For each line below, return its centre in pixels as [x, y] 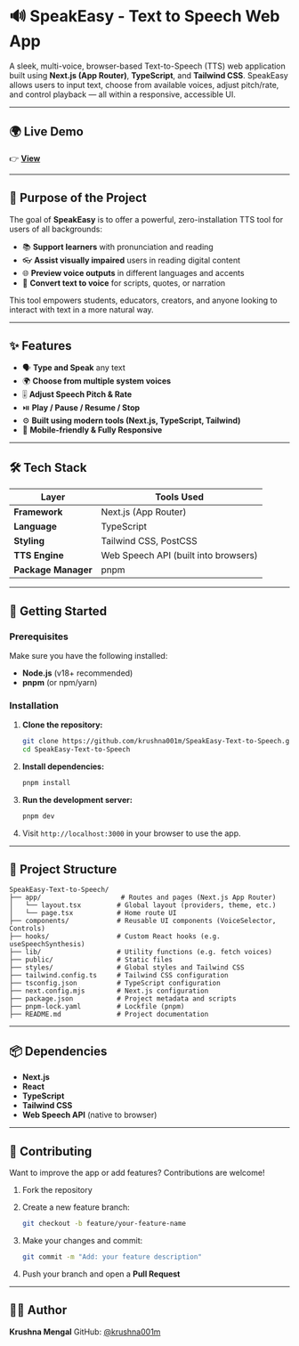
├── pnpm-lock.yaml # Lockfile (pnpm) [97, 1007]
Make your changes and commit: [82, 1240]
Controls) [28, 929]
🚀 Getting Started [58, 611]
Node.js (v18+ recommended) [77, 673]
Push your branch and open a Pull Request [101, 1274]
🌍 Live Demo [47, 132]
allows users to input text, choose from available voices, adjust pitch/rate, [144, 85]
